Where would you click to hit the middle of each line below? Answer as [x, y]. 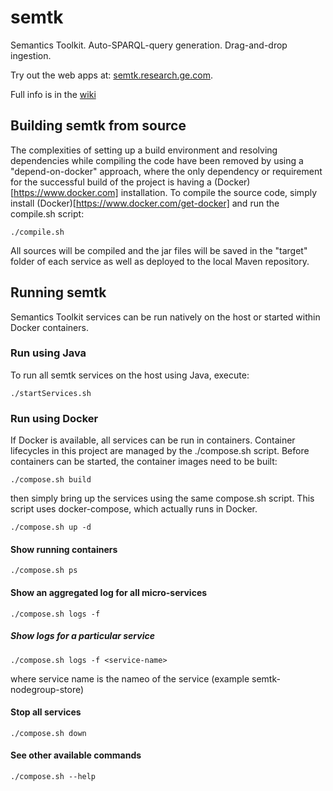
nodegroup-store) [47, 689]
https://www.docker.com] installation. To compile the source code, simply [165, 192]
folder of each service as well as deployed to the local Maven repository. [160, 261]
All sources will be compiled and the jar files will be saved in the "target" [159, 250]
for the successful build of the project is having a [111, 182]
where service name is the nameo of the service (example [130, 678]
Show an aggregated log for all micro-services [109, 592]
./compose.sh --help [53, 776]
